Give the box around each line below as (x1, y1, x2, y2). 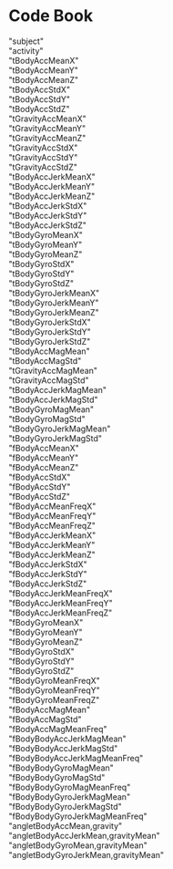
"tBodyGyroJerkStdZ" (8, 336, 91, 347)
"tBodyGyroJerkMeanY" (8, 297, 99, 308)
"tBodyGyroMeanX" (8, 229, 84, 240)
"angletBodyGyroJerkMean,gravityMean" (8, 849, 165, 860)
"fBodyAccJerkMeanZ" (8, 549, 97, 560)
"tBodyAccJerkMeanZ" (8, 191, 96, 202)
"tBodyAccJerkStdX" (8, 200, 87, 211)
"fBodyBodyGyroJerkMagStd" (8, 801, 122, 812)
